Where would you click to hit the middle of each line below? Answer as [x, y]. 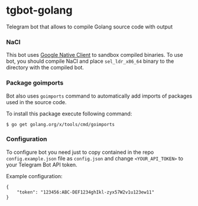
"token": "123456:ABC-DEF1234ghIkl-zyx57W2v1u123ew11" [86, 192]
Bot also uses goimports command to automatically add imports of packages [99, 96]
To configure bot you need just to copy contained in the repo [80, 152]
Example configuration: [35, 176]
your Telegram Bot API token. [42, 165]
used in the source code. [36, 102]
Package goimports [35, 83]
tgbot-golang [39, 10]
